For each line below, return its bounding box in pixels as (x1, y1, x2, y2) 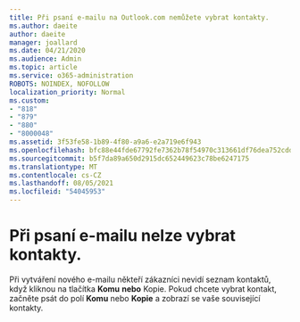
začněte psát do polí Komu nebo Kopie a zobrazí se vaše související (9, 293, 261, 303)
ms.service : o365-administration (9, 71, 134, 80)
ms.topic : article (9, 63, 78, 72)
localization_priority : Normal (9, 87, 126, 96)
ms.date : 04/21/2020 (9, 46, 87, 55)
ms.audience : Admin (9, 54, 82, 63)
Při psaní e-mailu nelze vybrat (9, 226, 237, 246)
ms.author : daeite (9, 21, 78, 30)
